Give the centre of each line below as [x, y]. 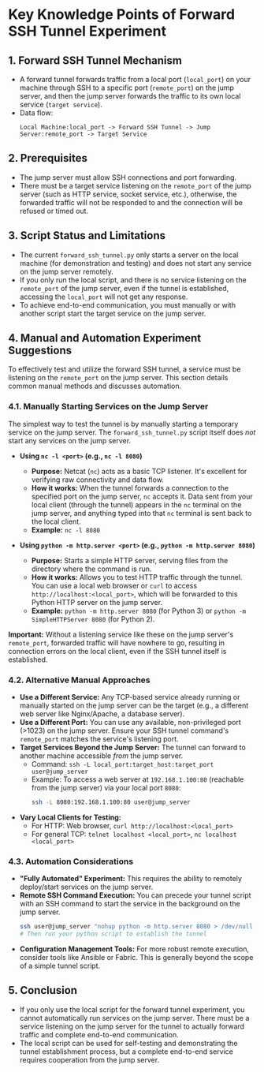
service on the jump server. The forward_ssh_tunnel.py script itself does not [132, 432]
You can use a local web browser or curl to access [114, 585]
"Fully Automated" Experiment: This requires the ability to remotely [131, 879]
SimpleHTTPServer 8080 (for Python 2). [93, 619]
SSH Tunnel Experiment [87, 31]
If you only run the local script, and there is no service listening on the [133, 280]
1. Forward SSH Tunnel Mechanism [95, 60]
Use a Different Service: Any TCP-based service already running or [130, 697]
